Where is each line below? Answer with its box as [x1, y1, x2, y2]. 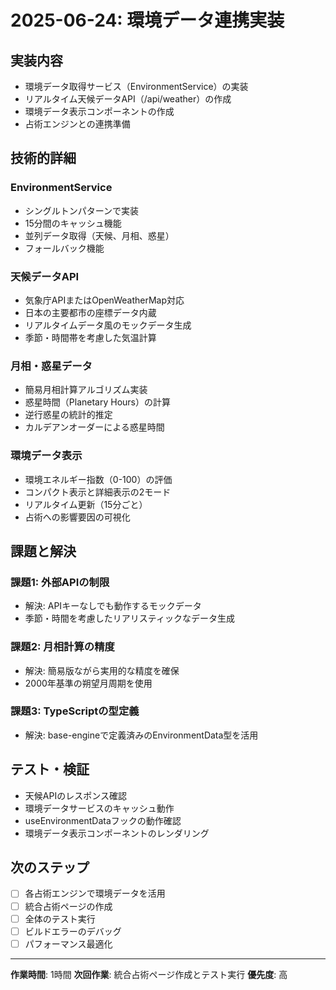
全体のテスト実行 [24, 912, 96, 925]
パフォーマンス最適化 [24, 937, 113, 950]
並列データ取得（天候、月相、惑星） [24, 229, 175, 241]
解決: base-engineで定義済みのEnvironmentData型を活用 [24, 729, 259, 741]
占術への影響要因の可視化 [24, 511, 131, 523]
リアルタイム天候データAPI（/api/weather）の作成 [24, 93, 232, 105]
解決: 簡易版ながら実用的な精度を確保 [24, 664, 180, 676]
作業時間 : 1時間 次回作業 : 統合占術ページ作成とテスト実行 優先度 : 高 [10, 968, 288, 980]
